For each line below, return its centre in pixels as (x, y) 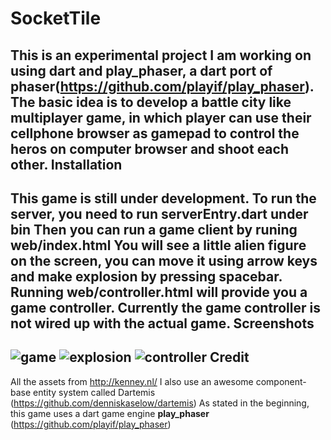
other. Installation (66, 164)
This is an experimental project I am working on (161, 55)
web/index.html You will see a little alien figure (158, 245)
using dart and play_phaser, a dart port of (141, 70)
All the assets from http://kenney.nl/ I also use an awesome (132, 381)
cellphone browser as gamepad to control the (155, 133)
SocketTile (56, 18)
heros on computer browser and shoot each (149, 148)
